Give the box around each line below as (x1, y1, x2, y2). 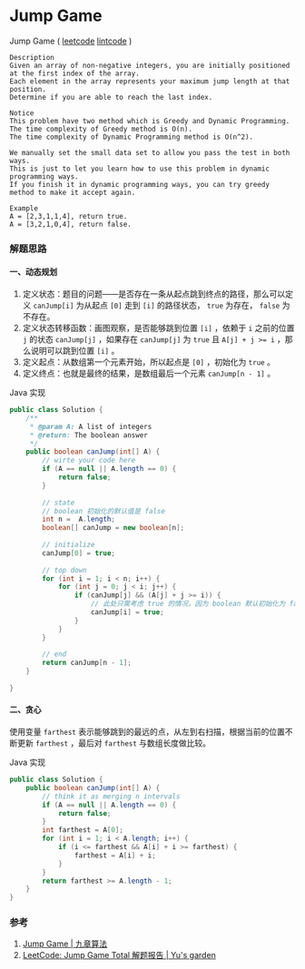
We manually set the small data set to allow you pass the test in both (9, 148, 290, 157)
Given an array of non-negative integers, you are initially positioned (9, 61, 290, 70)
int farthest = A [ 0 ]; (42, 826, 124, 835)
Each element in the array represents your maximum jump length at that (9, 76, 290, 86)
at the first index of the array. (9, 69, 141, 78)
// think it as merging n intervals (42, 791, 181, 801)
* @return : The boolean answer (29, 430, 148, 440)
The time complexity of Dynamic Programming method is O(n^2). (9, 132, 254, 142)
